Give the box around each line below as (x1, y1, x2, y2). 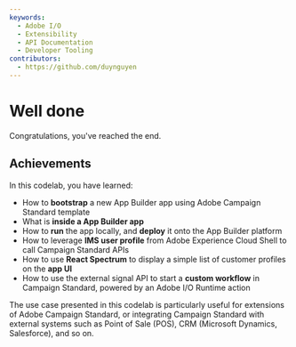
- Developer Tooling (17, 46, 93, 55)
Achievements (9, 157, 92, 172)
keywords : (9, 12, 46, 22)
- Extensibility (17, 29, 77, 38)
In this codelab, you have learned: (9, 180, 133, 190)
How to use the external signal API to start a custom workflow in (21, 272, 260, 283)
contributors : (9, 54, 62, 63)
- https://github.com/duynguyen (17, 63, 138, 72)
